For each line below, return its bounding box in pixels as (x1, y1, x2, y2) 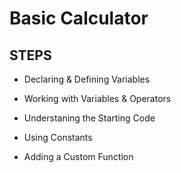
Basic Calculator (9, 7, 149, 30)
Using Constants (23, 132, 93, 143)
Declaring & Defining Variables (23, 73, 151, 85)
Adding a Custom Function (23, 151, 134, 162)
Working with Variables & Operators (23, 93, 172, 104)
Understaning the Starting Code (23, 112, 156, 124)
